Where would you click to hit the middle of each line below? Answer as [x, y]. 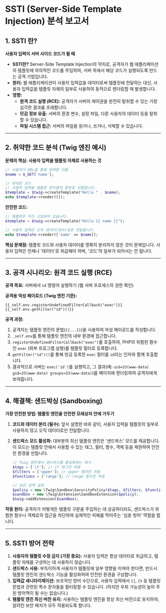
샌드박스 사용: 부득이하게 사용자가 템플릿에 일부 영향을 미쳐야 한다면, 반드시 [85, 568]
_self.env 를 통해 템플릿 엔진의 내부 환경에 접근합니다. [64, 336]
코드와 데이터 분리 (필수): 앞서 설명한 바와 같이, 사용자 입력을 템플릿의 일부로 [85, 424]
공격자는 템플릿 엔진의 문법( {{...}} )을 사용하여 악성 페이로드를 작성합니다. [84, 330]
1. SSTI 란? [21, 41]
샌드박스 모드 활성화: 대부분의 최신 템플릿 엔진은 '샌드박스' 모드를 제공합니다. [86, 441]
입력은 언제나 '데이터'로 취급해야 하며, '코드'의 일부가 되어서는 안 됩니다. [83, 251]
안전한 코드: [17, 207]
